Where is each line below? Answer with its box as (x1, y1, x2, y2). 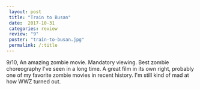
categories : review (8, 25, 58, 32)
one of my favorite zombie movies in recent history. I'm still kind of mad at (6, 71, 189, 79)
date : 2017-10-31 (8, 20, 55, 26)
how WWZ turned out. (6, 77, 61, 85)
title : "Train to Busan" (8, 14, 71, 20)
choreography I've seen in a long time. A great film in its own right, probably (6, 65, 194, 72)
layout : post (8, 8, 42, 15)
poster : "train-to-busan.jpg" (8, 37, 85, 43)
